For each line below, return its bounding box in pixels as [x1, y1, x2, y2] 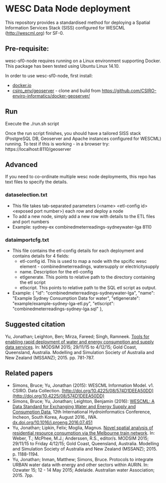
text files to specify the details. [5, 179, 68, 185]
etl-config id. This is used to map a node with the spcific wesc [19, 258, 147, 264]
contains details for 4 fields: [12, 252, 69, 259]
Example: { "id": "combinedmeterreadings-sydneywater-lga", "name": [12, 290, 155, 296]
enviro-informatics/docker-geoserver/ [12, 93, 90, 99]
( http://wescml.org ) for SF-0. [5, 30, 64, 36]
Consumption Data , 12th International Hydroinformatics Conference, [12, 409, 151, 415]
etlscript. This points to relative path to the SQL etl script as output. [19, 284, 157, 290]
